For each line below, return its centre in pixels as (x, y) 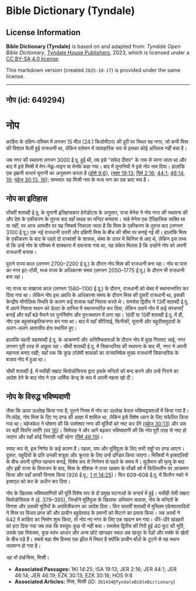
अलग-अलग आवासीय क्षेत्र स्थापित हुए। (41, 328)
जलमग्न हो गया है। (24, 545)
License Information (43, 32)
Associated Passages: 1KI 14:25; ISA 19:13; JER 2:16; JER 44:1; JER (95, 569)
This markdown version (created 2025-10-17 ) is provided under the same (93, 70)
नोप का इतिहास (27, 198)
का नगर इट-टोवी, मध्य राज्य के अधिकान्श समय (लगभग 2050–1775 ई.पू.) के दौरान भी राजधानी (95, 271)
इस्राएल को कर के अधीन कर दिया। (38, 481)
